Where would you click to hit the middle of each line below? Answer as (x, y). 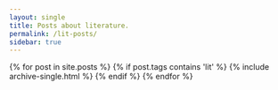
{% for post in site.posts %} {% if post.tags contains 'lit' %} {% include (139, 67)
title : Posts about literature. (69, 26)
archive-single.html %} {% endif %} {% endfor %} (101, 77)
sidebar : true (36, 42)
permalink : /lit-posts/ (53, 34)
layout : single (37, 17)
